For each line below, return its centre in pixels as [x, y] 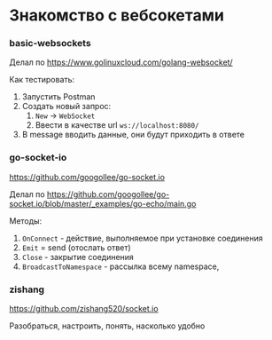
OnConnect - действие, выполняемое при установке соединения [142, 238]
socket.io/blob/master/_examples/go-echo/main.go [103, 203]
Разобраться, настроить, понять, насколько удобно [107, 326]
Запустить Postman [58, 97]
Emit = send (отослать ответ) [76, 247]
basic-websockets [50, 43]
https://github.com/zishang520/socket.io [84, 309]
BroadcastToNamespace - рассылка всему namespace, [120, 266]
